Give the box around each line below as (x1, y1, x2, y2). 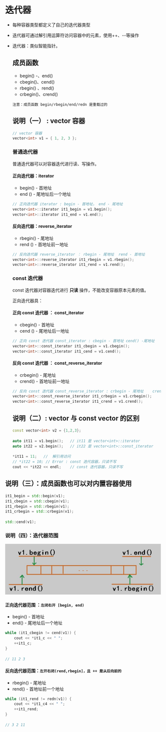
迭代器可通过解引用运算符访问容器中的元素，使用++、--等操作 (12, 32, 139, 38)
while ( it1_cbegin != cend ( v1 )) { (5, 631, 77, 636)
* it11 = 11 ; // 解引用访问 (12, 454, 71, 459)
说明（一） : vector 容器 (12, 117, 85, 125)
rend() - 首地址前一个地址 (12, 686, 64, 692)
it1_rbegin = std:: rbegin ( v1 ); (5, 504, 70, 509)
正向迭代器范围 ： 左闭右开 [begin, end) (5, 602, 84, 608)
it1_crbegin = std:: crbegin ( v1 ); (5, 509, 74, 514)
